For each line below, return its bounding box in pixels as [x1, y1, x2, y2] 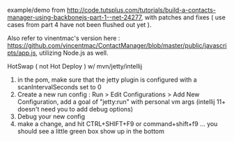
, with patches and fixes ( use [141, 13, 226, 21]
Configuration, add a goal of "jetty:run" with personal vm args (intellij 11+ [17, 98, 226, 106]
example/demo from [7, 6, 65, 14]
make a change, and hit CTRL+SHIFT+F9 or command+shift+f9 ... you [17, 120, 218, 127]
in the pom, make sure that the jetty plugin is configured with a [17, 76, 197, 84]
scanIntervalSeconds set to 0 [17, 83, 102, 91]
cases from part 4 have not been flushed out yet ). [7, 21, 152, 28]
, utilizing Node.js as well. [36, 48, 109, 57]
